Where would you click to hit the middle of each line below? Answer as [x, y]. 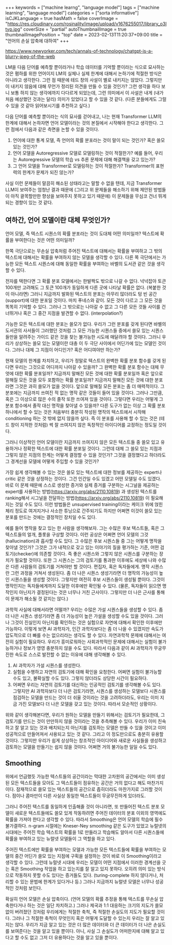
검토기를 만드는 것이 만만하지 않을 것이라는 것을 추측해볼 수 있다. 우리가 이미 [81, 721]
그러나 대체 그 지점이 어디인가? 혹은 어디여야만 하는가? [66, 350]
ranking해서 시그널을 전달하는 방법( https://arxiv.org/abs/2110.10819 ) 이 [78, 498]
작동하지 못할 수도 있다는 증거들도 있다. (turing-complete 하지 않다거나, [86, 875]
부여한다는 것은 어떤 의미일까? [45, 240]
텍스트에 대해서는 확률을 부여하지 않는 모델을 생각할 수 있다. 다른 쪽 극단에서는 [83, 257]
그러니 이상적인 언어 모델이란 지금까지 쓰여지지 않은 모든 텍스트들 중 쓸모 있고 [82, 442]
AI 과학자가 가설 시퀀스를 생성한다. [47, 665]
